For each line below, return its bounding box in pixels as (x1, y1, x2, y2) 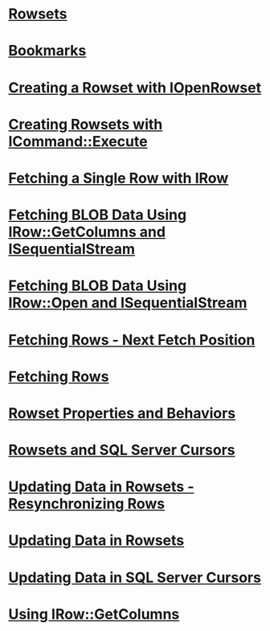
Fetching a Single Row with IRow (8, 169, 229, 187)
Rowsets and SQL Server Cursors (8, 441, 235, 459)
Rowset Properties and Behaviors (8, 404, 236, 422)
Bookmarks (8, 42, 87, 60)
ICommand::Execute (8, 132, 148, 150)
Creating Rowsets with (8, 115, 163, 133)
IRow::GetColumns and (8, 223, 166, 241)
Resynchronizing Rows (8, 495, 166, 513)
